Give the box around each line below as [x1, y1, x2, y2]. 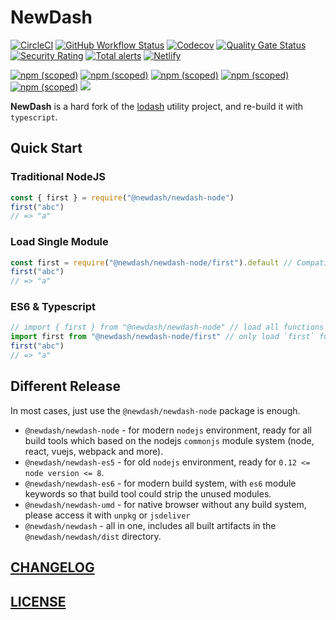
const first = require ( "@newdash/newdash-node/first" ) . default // [10, 257, 293, 268]
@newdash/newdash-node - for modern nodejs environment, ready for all [24, 424, 312, 436]
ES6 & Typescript [10, 300, 97, 314]
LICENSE [10, 593, 67, 610]
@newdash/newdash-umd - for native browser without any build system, [24, 498, 307, 510]
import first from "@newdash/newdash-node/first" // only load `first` [10, 332, 315, 342]
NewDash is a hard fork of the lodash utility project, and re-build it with [10, 100, 304, 112]
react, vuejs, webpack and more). [24, 445, 164, 457]
